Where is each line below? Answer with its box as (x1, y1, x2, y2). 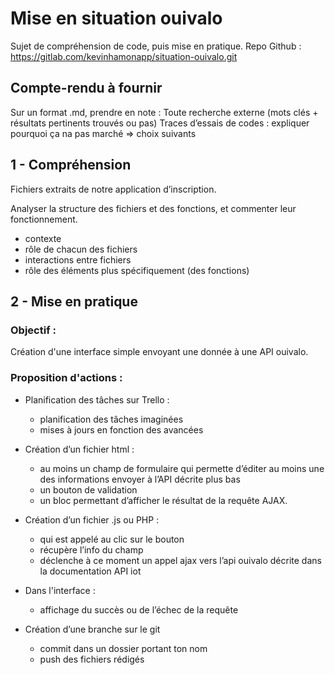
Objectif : (10, 323, 57, 337)
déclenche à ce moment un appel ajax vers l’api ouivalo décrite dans (39, 554, 322, 566)
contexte (24, 232, 62, 244)
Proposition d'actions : (10, 371, 123, 385)
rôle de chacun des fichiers (24, 243, 138, 255)
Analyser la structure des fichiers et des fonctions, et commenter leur (10, 202, 297, 214)
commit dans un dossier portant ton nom (39, 642, 208, 654)
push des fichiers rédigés (39, 653, 145, 665)
